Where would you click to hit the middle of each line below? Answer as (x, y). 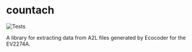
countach (30, 10)
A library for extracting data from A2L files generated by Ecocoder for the (96, 37)
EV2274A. (18, 44)
